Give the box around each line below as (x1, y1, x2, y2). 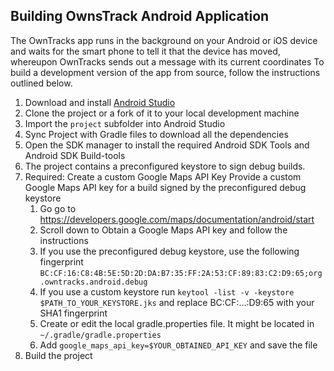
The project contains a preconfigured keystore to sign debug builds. (24, 160, 306, 172)
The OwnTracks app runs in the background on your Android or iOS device (10, 34, 318, 46)
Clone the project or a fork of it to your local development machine (24, 107, 300, 119)
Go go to (39, 202, 77, 214)
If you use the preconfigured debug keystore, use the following (39, 245, 300, 257)
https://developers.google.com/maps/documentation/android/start (39, 213, 315, 225)
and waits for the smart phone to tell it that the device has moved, (10, 45, 281, 57)
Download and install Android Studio (24, 96, 176, 108)
